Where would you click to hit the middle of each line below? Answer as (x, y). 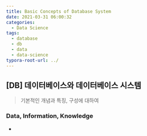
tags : (13, 33)
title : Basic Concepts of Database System (59, 11)
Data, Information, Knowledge (50, 116)
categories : (20, 22)
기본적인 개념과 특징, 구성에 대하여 (59, 100)
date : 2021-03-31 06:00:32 (39, 17)
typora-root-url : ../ (33, 60)
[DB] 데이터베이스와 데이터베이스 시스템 (74, 85)
